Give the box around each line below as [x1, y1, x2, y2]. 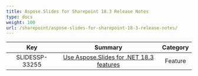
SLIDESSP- [16, 53, 48, 61]
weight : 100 [6, 19, 35, 25]
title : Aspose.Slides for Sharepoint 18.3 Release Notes [6, 8, 149, 15]
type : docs [6, 14, 33, 20]
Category [161, 43, 189, 51]
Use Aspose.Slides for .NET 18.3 [62, 53, 154, 61]
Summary [94, 43, 123, 51]
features [97, 61, 120, 69]
